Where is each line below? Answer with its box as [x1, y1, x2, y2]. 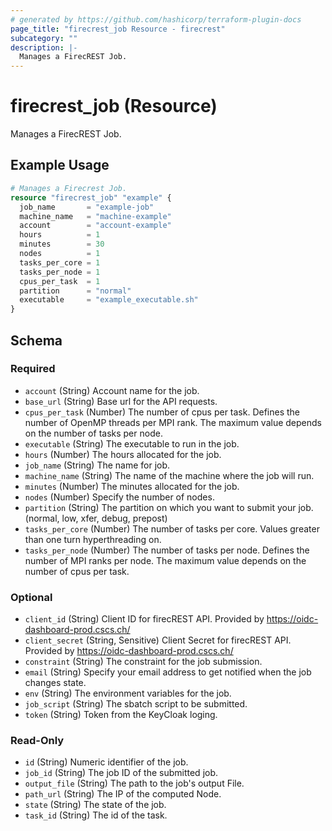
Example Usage [10, 157, 110, 174]
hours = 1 [19, 230, 101, 240]
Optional [10, 590, 53, 604]
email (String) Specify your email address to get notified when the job [24, 666, 312, 678]
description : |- [10, 42, 78, 53]
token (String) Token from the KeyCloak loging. [24, 709, 218, 721]
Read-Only [10, 734, 65, 748]
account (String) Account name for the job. [24, 384, 200, 396]
